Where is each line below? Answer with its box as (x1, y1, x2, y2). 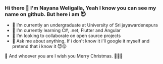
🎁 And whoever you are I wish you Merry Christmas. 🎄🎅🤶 (5, 53, 123, 59)
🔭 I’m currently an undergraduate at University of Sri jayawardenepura (12, 22, 158, 28)
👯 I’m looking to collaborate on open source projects (12, 32, 121, 39)
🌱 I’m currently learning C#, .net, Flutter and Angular (12, 27, 121, 33)
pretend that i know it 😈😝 (12, 43, 67, 49)
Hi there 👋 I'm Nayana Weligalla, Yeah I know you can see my (5, 4, 156, 11)
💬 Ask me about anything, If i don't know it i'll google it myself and (12, 38, 150, 44)
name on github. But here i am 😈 (5, 10, 86, 17)
